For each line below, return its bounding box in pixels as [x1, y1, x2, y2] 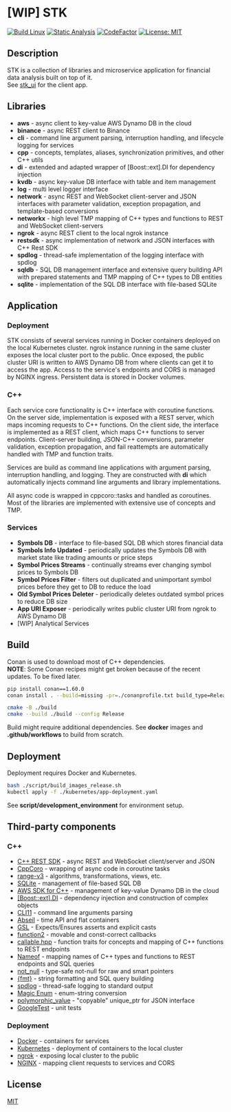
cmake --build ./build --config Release [7, 711, 125, 718]
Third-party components [7, 821, 116, 833]
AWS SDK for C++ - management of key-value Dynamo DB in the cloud [16, 887, 219, 895]
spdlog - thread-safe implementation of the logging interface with [16, 250, 204, 259]
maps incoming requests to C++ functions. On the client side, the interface [7, 421, 219, 429]
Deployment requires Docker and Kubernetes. [7, 769, 137, 777]
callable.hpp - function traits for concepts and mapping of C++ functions [16, 938, 224, 946]
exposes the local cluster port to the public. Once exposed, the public [7, 351, 204, 359]
